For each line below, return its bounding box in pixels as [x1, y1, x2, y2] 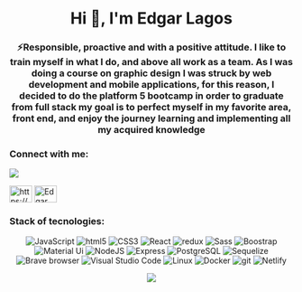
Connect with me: [9, 148, 89, 161]
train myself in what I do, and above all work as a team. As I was [10, 56, 293, 69]
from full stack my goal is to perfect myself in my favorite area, [11, 101, 292, 114]
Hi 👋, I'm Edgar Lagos [70, 8, 233, 29]
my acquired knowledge [97, 124, 206, 137]
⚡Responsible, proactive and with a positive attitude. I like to [16, 41, 287, 53]
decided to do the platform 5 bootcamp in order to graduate [19, 89, 284, 102]
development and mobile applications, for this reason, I [28, 79, 275, 91]
